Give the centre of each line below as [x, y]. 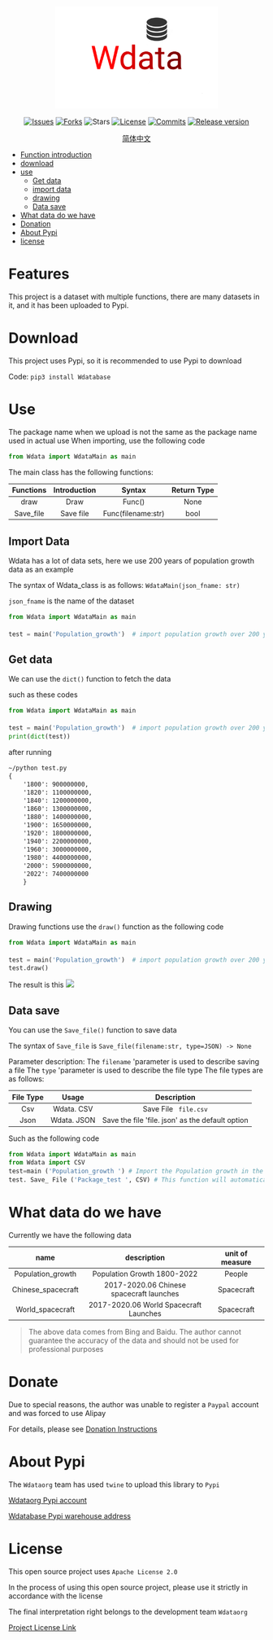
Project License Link [42, 1627]
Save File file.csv [175, 1108]
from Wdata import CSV [47, 1163]
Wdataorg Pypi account [48, 1500]
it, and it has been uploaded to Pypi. [69, 305]
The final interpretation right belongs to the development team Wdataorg [128, 1611]
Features [39, 274]
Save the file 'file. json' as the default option [175, 1120]
